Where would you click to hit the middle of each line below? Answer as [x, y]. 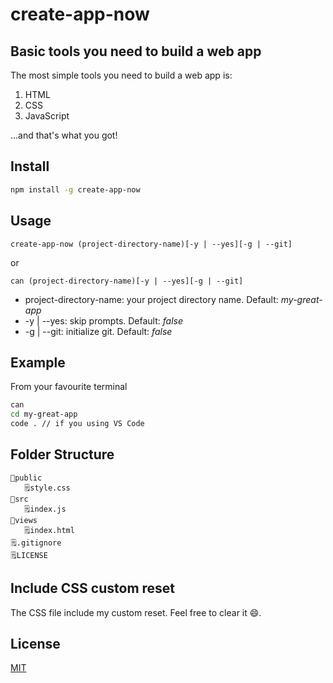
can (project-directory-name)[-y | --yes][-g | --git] [127, 281]
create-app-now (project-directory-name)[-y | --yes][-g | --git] [151, 244]
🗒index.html [49, 530]
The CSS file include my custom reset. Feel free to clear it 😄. [136, 612]
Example [38, 362]
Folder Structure [62, 454]
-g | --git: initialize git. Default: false [98, 331]
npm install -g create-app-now [75, 189]
